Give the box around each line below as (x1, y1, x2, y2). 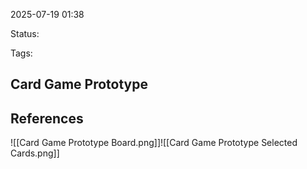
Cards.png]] (10, 147, 60, 159)
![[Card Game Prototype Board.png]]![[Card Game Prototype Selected (10, 137, 298, 149)
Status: (10, 28, 40, 39)
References (10, 110, 84, 127)
